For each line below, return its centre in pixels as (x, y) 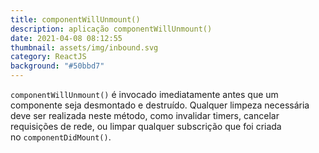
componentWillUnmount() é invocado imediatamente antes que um (144, 94)
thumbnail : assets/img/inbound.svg (84, 47)
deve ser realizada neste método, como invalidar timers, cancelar (145, 115)
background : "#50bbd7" (57, 66)
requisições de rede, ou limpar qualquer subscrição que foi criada (146, 126)
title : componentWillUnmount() (75, 19)
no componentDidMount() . (61, 137)
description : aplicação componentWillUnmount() (111, 29)
